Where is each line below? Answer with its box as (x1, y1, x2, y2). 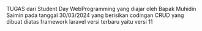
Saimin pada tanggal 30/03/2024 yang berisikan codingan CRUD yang (6, 12, 184, 19)
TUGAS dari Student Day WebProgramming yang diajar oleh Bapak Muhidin (6, 5, 196, 12)
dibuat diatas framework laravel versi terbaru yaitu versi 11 (6, 18, 153, 25)
